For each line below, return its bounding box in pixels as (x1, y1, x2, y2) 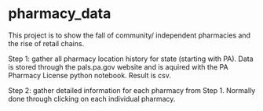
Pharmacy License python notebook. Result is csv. (8, 70, 171, 80)
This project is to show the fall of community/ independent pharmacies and (8, 30, 251, 40)
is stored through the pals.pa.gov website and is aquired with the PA (8, 62, 229, 71)
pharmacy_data (8, 5, 111, 23)
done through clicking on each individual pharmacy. (8, 94, 176, 103)
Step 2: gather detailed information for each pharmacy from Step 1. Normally (8, 85, 256, 95)
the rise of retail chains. (8, 38, 85, 48)
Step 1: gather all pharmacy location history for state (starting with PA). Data (8, 54, 254, 63)
